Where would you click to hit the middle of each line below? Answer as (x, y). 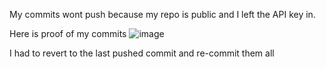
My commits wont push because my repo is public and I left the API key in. (162, 14)
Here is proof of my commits (68, 33)
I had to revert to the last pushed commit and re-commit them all (142, 53)
